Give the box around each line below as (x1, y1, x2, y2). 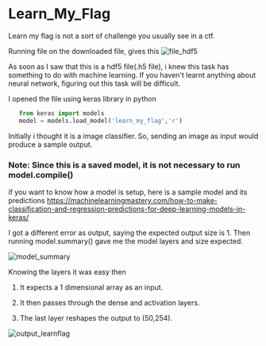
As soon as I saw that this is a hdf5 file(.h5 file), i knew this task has (8, 61, 229, 71)
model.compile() (8, 169, 74, 180)
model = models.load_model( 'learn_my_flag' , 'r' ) (18, 117, 183, 125)
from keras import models (18, 109, 105, 117)
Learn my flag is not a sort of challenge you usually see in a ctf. (8, 31, 216, 40)
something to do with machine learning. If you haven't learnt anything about (8, 70, 256, 79)
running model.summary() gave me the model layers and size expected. (8, 236, 244, 246)
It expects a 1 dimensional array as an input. (19, 283, 164, 292)
